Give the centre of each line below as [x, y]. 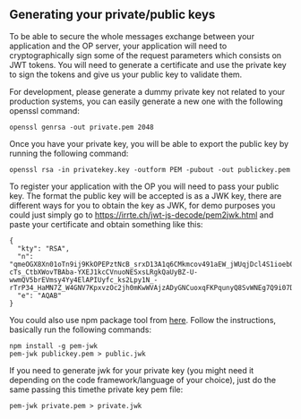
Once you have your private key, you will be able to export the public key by [149, 143]
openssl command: [45, 110]
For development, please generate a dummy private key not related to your [147, 91]
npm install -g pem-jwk [54, 346]
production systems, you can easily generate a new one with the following [146, 101]
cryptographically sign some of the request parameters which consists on [146, 55]
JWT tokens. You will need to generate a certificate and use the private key [148, 64]
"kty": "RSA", [43, 248]
